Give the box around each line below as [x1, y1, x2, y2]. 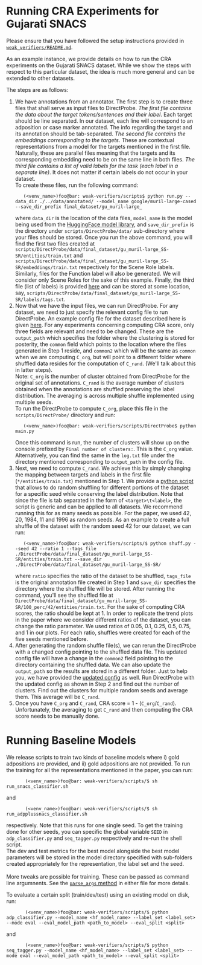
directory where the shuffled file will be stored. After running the [14, 585, 175, 592]
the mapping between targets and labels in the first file [14, 470, 151, 478]
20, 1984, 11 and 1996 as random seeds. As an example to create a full [14, 516, 189, 523]
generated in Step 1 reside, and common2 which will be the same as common [14, 346, 196, 354]
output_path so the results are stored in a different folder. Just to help [14, 667, 188, 675]
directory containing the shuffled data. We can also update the [14, 661, 171, 668]
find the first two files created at [14, 240, 95, 247]
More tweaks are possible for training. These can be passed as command [6, 872, 189, 880]
